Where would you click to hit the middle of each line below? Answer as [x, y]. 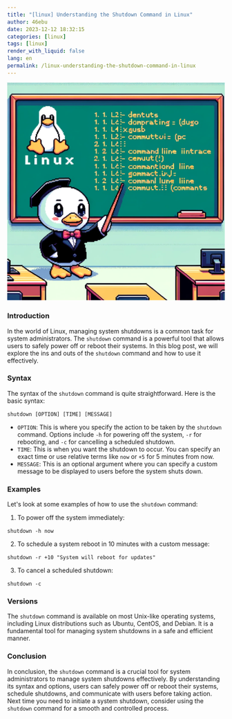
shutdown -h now [30, 531]
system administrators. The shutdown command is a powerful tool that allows [116, 338]
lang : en [20, 59]
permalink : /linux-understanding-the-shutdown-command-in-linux [101, 66]
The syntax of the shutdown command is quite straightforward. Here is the [112, 393]
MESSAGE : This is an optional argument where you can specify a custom [117, 464]
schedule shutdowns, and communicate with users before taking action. [110, 693]
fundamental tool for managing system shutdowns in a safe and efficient [110, 631]
